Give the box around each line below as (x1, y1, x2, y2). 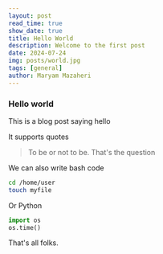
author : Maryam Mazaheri (8, 72, 92, 80)
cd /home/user (8, 178, 56, 186)
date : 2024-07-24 (8, 49, 67, 57)
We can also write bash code (8, 162, 104, 173)
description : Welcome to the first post (8, 42, 146, 50)
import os (8, 216, 42, 224)
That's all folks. (8, 238, 59, 248)
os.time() (8, 223, 42, 231)
